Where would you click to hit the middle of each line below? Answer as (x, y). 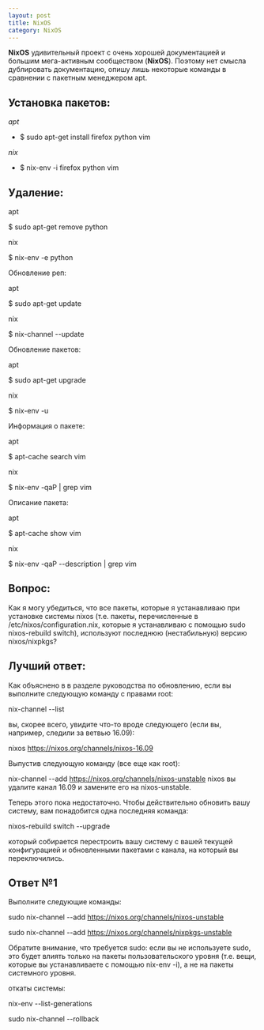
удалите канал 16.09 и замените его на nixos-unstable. (100, 787)
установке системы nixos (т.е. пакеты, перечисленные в (104, 616)
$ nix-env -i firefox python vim (69, 168)
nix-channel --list (36, 709)
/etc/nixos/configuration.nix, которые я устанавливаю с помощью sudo (127, 624)
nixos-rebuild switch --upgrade (59, 826)
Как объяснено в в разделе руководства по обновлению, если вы (120, 685)
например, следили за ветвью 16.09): (72, 733)
